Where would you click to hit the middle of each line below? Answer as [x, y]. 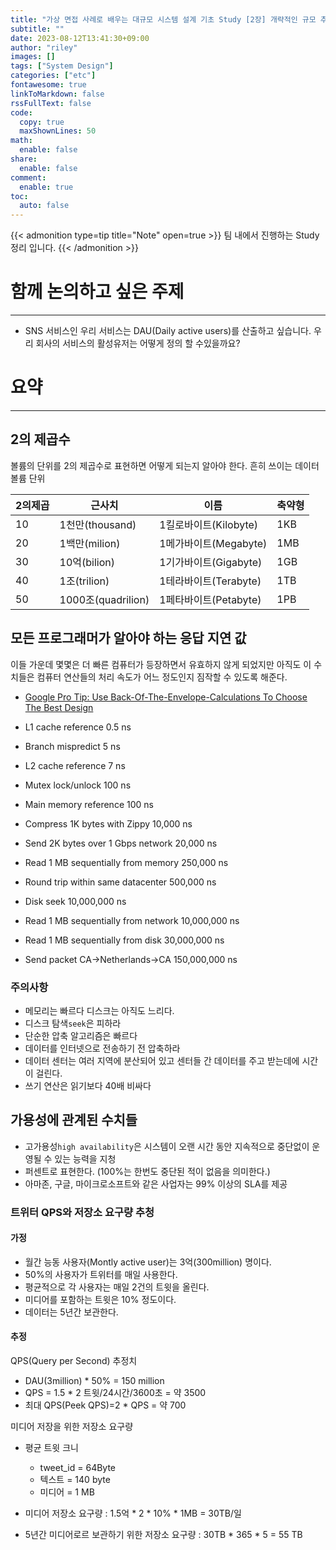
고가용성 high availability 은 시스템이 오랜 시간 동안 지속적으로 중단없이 [167, 1146]
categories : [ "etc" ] [53, 76]
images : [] [33, 57]
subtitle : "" [37, 29]
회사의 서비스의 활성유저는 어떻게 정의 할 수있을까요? [138, 343]
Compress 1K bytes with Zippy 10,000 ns [108, 823]
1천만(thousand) [98, 524]
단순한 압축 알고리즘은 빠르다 [81, 1035]
